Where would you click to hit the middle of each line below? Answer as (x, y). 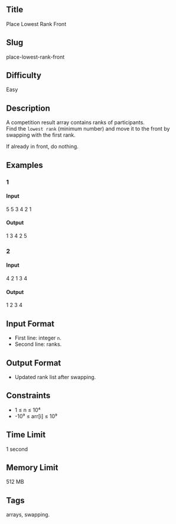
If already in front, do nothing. (42, 147)
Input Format (30, 324)
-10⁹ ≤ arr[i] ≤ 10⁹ (36, 416)
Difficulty (24, 75)
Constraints (28, 396)
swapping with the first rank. (41, 135)
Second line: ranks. (38, 344)
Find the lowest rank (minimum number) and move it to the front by (88, 129)
